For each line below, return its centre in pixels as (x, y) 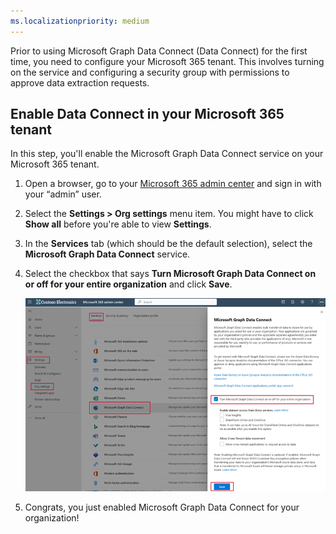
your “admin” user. (63, 194)
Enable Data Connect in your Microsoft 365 (147, 114)
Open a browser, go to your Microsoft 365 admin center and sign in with (173, 184)
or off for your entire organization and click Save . (128, 284)
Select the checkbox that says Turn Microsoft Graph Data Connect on (170, 274)
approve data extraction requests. (80, 82)
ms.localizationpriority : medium (80, 21)
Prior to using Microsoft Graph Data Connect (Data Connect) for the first (159, 51)
